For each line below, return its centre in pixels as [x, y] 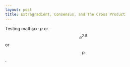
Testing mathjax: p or [27, 28]
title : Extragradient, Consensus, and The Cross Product [65, 14]
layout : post [19, 10]
